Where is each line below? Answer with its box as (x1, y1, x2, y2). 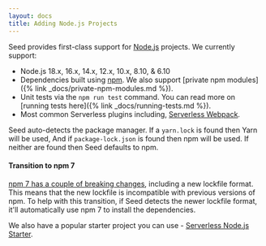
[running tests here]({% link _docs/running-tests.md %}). (19, 101, 212, 110)
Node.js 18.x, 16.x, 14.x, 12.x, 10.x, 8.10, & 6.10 (19, 66, 170, 76)
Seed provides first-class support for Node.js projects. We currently (8, 41, 235, 51)
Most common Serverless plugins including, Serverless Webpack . (19, 109, 241, 119)
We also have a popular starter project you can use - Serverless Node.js (8, 220, 250, 230)
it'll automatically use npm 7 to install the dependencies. (8, 205, 196, 214)
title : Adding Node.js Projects (8, 19, 118, 28)
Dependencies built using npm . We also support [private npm (19, 75, 225, 84)
